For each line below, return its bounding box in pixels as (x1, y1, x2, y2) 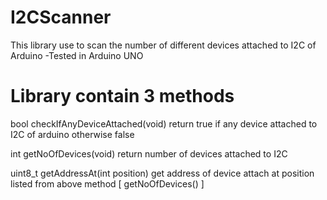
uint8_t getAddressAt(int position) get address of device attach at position (10, 167, 315, 179)
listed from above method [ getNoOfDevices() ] (10, 177, 205, 190)
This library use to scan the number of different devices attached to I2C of (10, 39, 317, 51)
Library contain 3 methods (10, 85, 235, 108)
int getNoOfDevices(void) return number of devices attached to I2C (10, 147, 288, 160)
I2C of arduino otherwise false (10, 128, 135, 140)
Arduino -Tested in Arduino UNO (10, 49, 144, 61)
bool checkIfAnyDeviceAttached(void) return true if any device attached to (10, 117, 318, 130)
